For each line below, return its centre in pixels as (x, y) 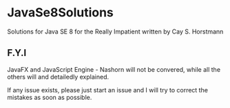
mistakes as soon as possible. (50, 97)
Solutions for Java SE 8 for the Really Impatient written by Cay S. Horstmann (115, 31)
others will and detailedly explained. (58, 77)
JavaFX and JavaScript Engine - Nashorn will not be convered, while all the (114, 69)
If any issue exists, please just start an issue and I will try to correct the (108, 90)
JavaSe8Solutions (60, 13)
